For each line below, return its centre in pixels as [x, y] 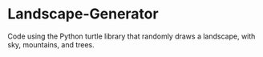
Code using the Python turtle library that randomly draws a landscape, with [131, 36]
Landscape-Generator [83, 14]
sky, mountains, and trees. [51, 44]
